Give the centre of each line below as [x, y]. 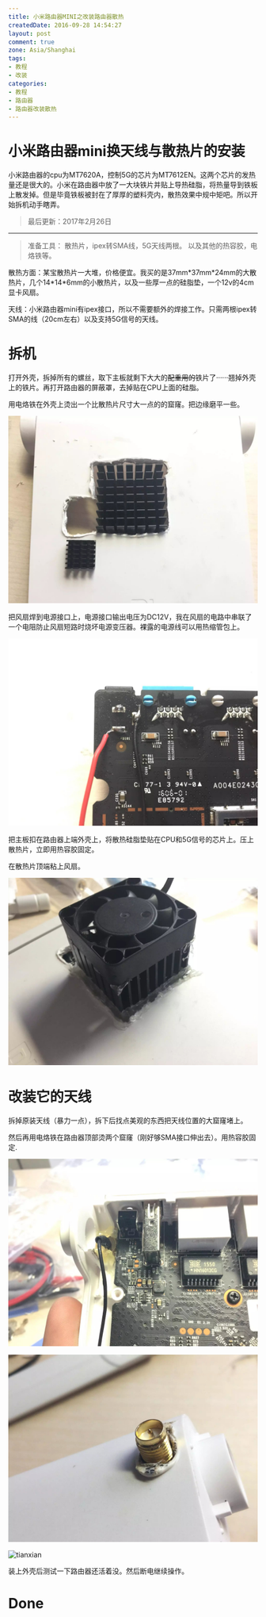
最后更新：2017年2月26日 [70, 221]
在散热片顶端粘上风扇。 [46, 866]
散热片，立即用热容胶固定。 [53, 849]
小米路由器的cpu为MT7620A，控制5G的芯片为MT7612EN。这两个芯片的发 [129, 175]
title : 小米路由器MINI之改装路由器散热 [66, 17]
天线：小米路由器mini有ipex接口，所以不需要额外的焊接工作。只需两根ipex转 [133, 309]
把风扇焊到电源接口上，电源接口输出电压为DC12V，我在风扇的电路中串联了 [130, 617]
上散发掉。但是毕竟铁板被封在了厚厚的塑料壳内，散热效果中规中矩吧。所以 [129, 195]
